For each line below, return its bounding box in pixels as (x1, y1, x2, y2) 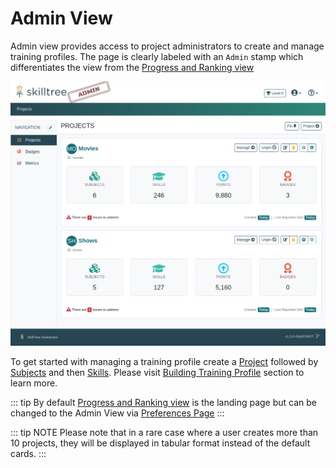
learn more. (10, 377, 58, 389)
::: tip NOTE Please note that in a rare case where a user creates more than (10, 426, 319, 438)
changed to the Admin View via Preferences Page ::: (10, 407, 225, 419)
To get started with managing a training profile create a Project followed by (10, 355, 319, 367)
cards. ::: (10, 447, 47, 459)
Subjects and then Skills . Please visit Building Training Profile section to (10, 366, 305, 378)
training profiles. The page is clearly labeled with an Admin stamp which (10, 50, 304, 62)
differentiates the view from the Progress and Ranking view (10, 61, 255, 73)
